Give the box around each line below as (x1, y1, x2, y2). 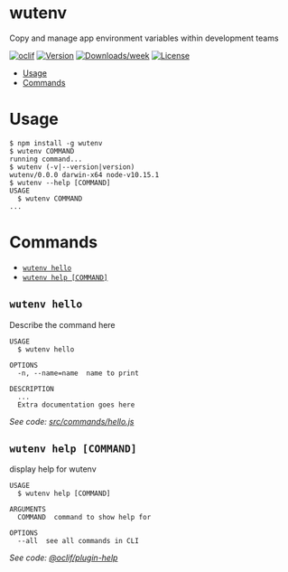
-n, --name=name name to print (17, 369, 140, 378)
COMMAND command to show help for (17, 513, 152, 522)
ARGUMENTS (9, 505, 47, 514)
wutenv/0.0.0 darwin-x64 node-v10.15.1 (9, 170, 160, 179)
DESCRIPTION (9, 384, 54, 393)
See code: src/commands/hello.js (9, 416, 135, 427)
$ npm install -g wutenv (9, 138, 103, 147)
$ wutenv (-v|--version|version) (9, 162, 135, 172)
